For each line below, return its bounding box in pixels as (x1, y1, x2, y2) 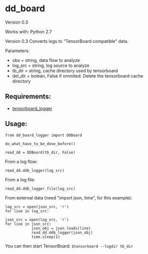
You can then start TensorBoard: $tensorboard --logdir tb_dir (5, 243, 133, 249)
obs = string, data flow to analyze (12, 57, 80, 63)
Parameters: (5, 48, 30, 54)
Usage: (5, 120, 28, 128)
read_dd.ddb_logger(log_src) (5, 168, 65, 173)
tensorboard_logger (12, 105, 52, 111)
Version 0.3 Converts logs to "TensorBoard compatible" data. (5, 38, 129, 44)
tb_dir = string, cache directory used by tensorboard (12, 67, 119, 74)
